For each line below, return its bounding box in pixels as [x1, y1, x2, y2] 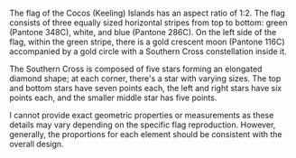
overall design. [9, 139, 65, 149]
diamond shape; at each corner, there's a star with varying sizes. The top [9, 73, 282, 84]
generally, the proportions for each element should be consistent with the [9, 129, 282, 139]
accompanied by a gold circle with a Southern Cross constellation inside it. [9, 46, 287, 57]
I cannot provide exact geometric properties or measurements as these [9, 110, 274, 120]
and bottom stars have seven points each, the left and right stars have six [9, 83, 282, 93]
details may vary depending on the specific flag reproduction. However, [9, 119, 276, 130]
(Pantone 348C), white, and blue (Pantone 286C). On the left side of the [9, 27, 277, 37]
